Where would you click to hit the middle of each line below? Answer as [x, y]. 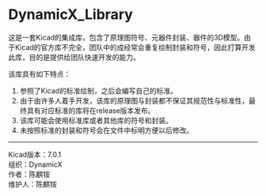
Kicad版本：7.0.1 [35, 154]
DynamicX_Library [70, 15]
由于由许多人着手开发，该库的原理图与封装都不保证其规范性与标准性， [134, 100]
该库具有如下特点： [40, 73]
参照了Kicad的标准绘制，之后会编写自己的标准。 [99, 90]
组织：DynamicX [35, 164]
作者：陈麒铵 [29, 174]
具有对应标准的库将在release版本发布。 [91, 110]
